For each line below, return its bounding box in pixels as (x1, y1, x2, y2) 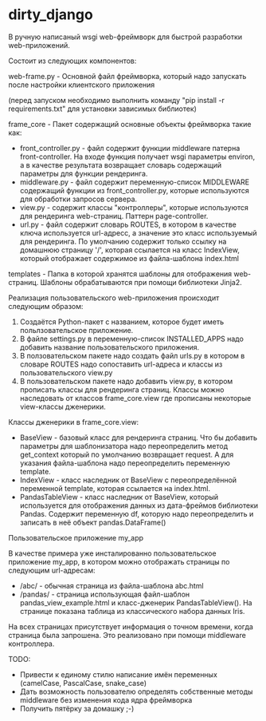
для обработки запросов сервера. (19, 194, 138, 204)
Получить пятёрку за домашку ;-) (19, 703, 135, 713)
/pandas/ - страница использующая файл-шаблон (19, 589, 190, 599)
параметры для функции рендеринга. (19, 168, 148, 178)
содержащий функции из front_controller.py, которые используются (19, 185, 249, 195)
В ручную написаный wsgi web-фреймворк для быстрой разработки (8, 32, 243, 42)
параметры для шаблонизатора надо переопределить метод (19, 441, 229, 450)
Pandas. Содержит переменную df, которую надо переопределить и (19, 509, 254, 518)
